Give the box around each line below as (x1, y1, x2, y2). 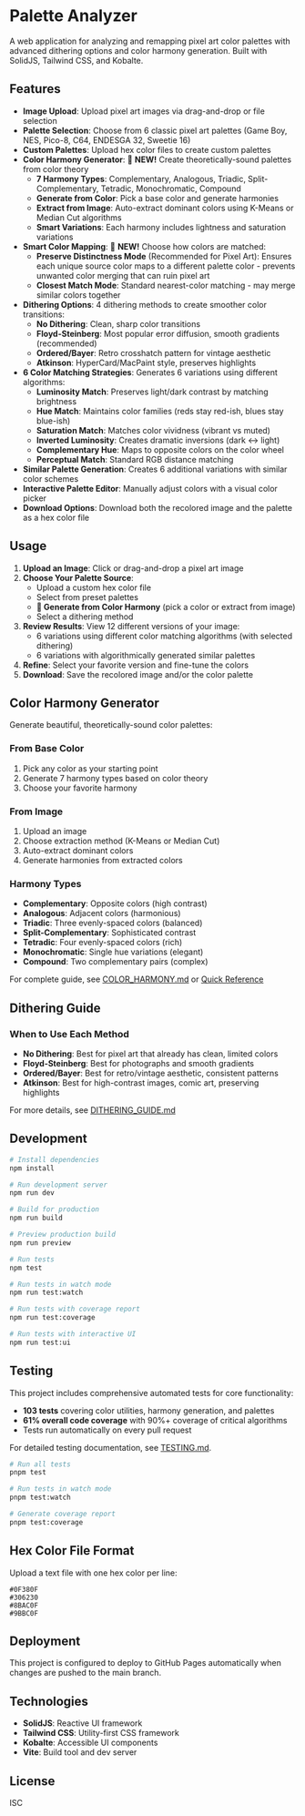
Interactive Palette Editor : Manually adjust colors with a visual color (22, 483, 278, 494)
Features (9, 81, 61, 97)
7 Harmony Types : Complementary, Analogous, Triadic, (36, 173, 246, 184)
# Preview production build (9, 1230, 117, 1240)
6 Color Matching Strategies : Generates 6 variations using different (22, 366, 278, 378)
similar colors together (36, 289, 121, 301)
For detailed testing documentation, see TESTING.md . (9, 1442, 212, 1453)
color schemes (22, 473, 79, 484)
